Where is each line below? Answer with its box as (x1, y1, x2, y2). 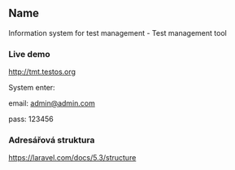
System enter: (8, 83, 55, 93)
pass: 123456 (8, 114, 54, 124)
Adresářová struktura (8, 134, 95, 146)
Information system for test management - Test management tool (8, 28, 228, 37)
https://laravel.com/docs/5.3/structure (8, 153, 137, 163)
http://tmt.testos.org (8, 67, 76, 76)
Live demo (8, 48, 50, 59)
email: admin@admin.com (8, 98, 95, 108)
